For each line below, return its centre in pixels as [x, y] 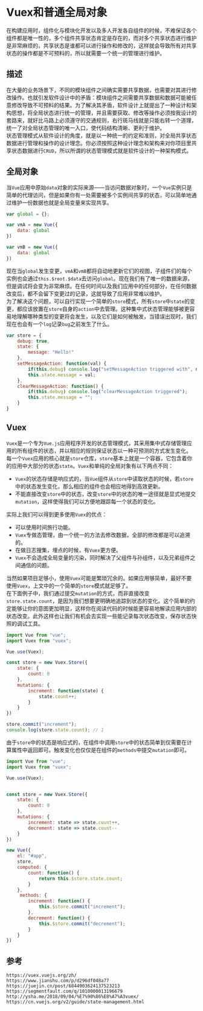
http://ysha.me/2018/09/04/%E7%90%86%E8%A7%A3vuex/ [72, 997]
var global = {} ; [28, 214]
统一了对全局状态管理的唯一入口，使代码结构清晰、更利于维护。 [85, 127]
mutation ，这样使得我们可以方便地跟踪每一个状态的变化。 [87, 501]
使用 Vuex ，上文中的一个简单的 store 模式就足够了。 [69, 586]
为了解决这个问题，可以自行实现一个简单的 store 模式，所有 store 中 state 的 [98, 301]
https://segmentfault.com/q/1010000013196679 [64, 992]
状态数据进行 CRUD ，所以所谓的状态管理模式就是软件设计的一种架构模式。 [101, 150]
